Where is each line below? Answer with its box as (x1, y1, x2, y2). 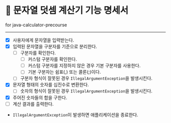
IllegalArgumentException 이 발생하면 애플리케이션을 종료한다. (12, 111, 138, 117)
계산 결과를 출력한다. (12, 101, 54, 107)
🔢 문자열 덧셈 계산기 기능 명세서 (5, 5, 129, 16)
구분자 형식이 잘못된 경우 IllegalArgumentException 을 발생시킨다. (20, 75, 153, 81)
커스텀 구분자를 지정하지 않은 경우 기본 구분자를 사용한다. (27, 63, 141, 69)
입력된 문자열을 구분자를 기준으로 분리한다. (12, 44, 98, 49)
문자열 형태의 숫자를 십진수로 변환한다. (12, 82, 89, 88)
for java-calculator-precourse (5, 21, 67, 28)
